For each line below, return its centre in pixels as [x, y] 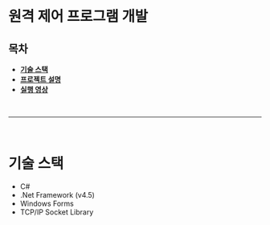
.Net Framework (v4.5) [57, 194]
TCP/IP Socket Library [57, 212]
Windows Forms [47, 203]
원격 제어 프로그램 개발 [78, 16]
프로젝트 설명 [41, 80]
